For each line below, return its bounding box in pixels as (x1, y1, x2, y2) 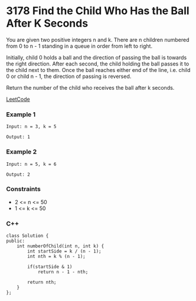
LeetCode (6, 96, 31, 103)
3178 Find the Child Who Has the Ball (6, 4, 190, 18)
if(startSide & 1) (27, 264, 73, 270)
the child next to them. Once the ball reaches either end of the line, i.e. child (6, 66, 191, 73)
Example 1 (6, 110, 36, 119)
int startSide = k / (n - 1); (27, 248, 102, 254)
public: (6, 238, 25, 244)
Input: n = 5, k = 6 (6, 161, 57, 167)
